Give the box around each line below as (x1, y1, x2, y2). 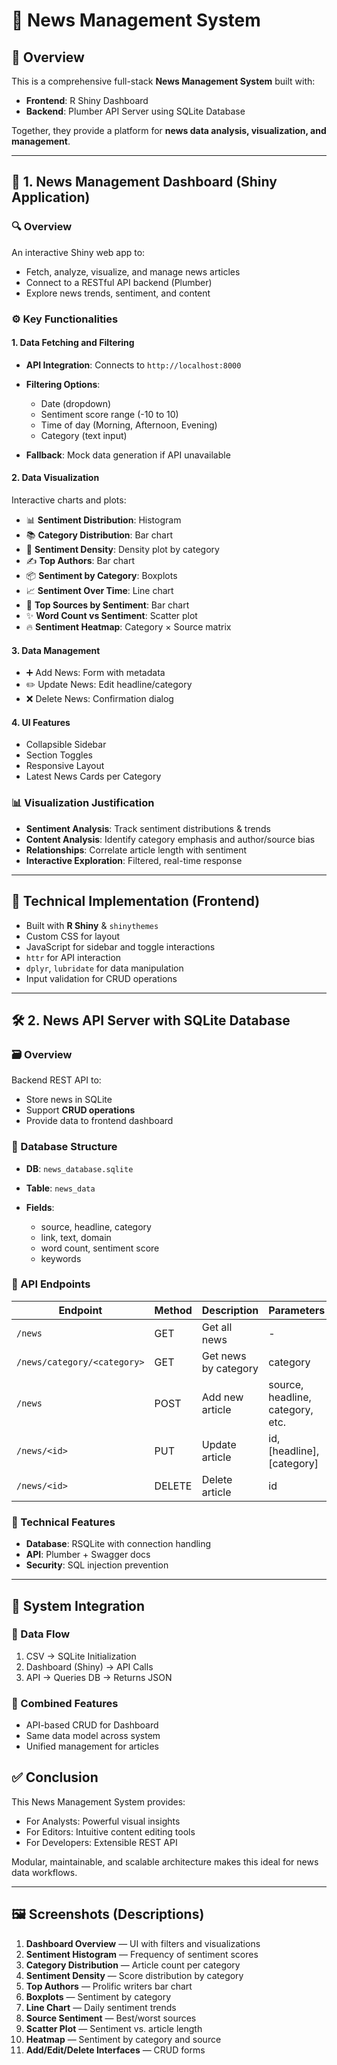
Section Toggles (25, 749, 93, 761)
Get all (201, 1320, 233, 1334)
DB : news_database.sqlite (25, 1162, 134, 1174)
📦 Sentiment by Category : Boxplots (25, 570, 178, 582)
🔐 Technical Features (11, 1515, 116, 1529)
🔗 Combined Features (11, 1696, 119, 1710)
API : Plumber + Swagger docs (25, 1549, 151, 1561)
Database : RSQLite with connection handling (25, 1538, 212, 1550)
